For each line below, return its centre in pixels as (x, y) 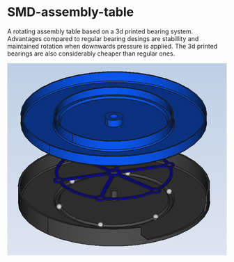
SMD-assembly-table (71, 12)
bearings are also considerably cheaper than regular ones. (91, 54)
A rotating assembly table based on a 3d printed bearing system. (100, 31)
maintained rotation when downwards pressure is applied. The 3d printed (112, 46)
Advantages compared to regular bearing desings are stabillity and (103, 38)
